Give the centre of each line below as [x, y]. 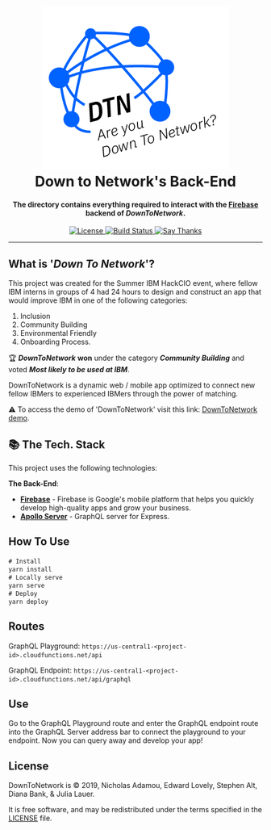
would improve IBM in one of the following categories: [98, 300]
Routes [27, 627]
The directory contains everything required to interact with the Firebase [135, 204]
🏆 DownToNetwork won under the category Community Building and [126, 358]
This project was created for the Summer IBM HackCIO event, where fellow [133, 283]
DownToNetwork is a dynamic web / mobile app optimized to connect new [132, 385]
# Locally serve [35, 577]
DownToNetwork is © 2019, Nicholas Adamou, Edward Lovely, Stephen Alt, [133, 786]
